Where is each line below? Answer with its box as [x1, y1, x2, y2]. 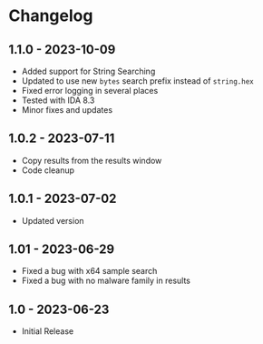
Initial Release [21, 326, 74, 337]
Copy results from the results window [21, 155, 162, 166]
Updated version [21, 215, 84, 226]
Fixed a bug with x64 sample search [21, 266, 158, 277]
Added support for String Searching [21, 66, 156, 76]
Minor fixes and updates [21, 105, 113, 115]
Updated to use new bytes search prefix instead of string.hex [21, 76, 255, 86]
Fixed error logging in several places [21, 86, 159, 96]
